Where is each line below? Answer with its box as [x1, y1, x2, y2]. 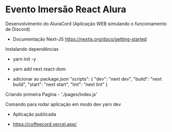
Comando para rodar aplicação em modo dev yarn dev [5, 101, 122, 107]
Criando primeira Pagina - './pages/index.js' [5, 91, 98, 97]
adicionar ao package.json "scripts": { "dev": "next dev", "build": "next [12, 76, 162, 82]
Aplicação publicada [12, 111, 56, 117]
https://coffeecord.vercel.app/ [12, 121, 77, 127]
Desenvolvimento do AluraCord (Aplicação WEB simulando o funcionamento [5, 21, 167, 27]
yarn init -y [12, 55, 36, 62]
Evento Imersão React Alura [5, 4, 127, 15]
